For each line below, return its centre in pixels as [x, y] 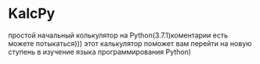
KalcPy [32, 14]
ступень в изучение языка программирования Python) [100, 52]
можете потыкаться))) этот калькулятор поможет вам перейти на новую [130, 43]
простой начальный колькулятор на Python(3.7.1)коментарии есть [118, 35]
